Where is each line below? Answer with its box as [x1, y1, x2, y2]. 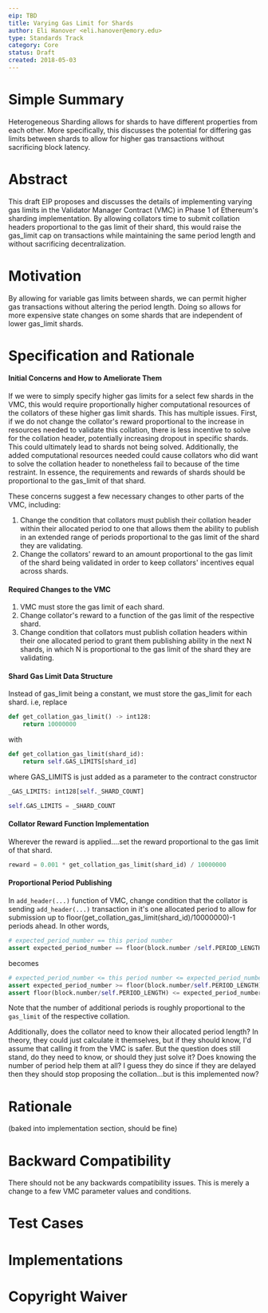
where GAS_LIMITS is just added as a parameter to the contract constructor [8, 771, 258, 782]
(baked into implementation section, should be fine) [8, 1124, 178, 1134]
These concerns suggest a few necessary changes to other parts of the [8, 491, 245, 501]
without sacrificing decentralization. [8, 239, 126, 248]
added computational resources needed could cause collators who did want [8, 451, 258, 460]
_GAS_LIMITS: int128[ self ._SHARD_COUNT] [8, 787, 145, 795]
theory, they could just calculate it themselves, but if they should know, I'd [8, 1035, 252, 1045]
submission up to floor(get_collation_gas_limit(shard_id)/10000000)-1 [8, 913, 236, 922]
